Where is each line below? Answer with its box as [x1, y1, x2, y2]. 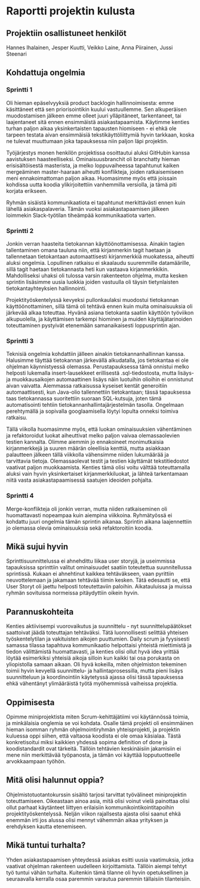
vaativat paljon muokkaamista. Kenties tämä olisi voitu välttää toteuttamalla [6, 464, 190, 471]
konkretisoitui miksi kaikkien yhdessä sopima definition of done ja [6, 739, 168, 746]
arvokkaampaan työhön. [6, 758, 66, 765]
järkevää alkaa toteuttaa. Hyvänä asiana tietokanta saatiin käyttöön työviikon [6, 309, 194, 316]
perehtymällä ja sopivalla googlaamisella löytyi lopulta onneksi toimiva [6, 407, 179, 415]
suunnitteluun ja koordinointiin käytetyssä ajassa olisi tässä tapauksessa [6, 673, 184, 681]
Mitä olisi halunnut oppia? [6, 775, 104, 786]
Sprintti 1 [6, 86, 33, 94]
